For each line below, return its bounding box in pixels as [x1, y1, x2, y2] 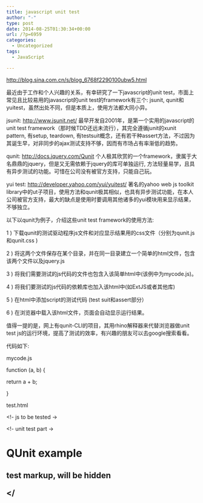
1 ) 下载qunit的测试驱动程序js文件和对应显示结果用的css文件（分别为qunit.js [6, 229, 195, 236]
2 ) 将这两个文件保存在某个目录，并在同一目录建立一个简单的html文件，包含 [6, 250, 196, 257]
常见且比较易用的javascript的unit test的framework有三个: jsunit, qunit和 [6, 96, 184, 103]
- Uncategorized [12, 43, 53, 49]
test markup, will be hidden [6, 470, 111, 481]
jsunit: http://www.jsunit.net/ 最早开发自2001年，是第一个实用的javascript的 [6, 117, 195, 124]
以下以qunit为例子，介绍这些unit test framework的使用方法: [6, 216, 155, 224]
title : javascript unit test [6, 9, 80, 15]
